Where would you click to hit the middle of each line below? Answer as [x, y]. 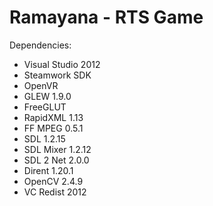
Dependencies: [40, 45]
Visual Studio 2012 [62, 64]
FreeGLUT [45, 107]
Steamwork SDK [57, 75]
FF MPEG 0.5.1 [53, 128]
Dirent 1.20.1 [48, 170]
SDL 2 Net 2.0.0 [56, 160]
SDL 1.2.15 [44, 138]
